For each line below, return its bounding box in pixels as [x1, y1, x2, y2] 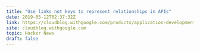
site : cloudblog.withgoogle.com [6, 25, 86, 31]
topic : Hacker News [6, 30, 55, 36]
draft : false [6, 36, 39, 42]
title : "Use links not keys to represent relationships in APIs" [6, 8, 171, 15]
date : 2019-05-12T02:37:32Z [6, 14, 76, 20]
